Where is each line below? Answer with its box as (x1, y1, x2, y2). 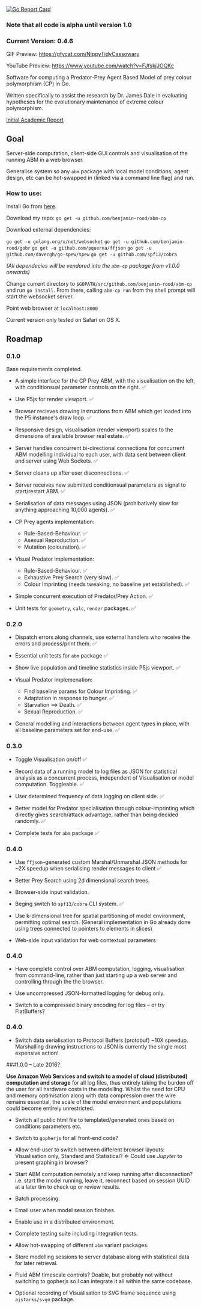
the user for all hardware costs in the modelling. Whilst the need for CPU (6, 1085, 185, 1092)
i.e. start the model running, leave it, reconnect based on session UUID (14, 1177, 190, 1184)
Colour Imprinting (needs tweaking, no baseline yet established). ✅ (23, 581, 190, 588)
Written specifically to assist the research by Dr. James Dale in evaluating (6, 92, 188, 99)
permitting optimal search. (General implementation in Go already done (14, 918, 191, 926)
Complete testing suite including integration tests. (14, 1230, 138, 1237)
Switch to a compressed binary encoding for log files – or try (14, 1002, 165, 1009)
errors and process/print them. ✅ (14, 640, 97, 647)
